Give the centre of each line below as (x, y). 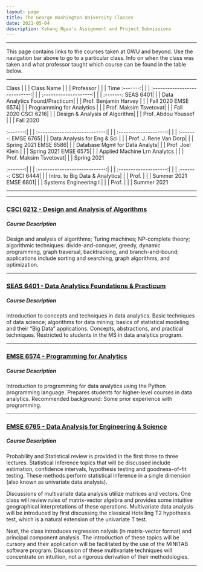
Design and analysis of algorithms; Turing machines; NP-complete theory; (98, 239)
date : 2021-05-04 (28, 23)
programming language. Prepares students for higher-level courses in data (99, 392)
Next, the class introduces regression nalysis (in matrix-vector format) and (99, 531)
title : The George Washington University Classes (70, 18)
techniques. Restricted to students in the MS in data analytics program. (95, 335)
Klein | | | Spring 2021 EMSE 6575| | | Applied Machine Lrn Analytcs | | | (95, 151)
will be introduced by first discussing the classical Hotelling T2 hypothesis (98, 513)
